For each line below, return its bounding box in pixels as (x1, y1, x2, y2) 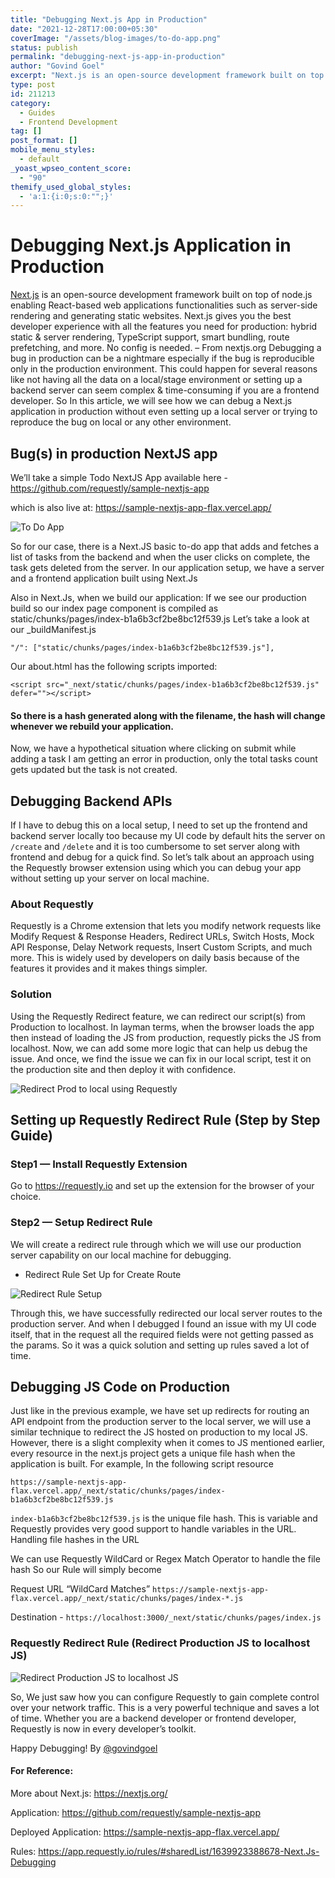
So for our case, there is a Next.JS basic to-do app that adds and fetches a (10, 541, 320, 552)
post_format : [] (10, 136, 78, 146)
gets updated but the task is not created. (10, 764, 178, 776)
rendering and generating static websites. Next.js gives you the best (10, 310, 292, 322)
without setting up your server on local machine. (10, 872, 210, 885)
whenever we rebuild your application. (10, 720, 174, 732)
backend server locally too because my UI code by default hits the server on (10, 830, 326, 842)
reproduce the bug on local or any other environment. (10, 416, 232, 428)
